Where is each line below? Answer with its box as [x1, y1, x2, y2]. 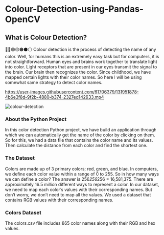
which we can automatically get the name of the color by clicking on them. [5, 132, 155, 138]
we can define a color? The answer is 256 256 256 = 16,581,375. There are [5, 176, 153, 182]
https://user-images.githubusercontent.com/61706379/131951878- [5, 89, 139, 95]
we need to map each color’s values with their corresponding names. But [5, 187, 153, 192]
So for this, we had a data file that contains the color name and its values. [5, 137, 153, 143]
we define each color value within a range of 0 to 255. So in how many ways [5, 171, 159, 177]
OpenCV [5, 14, 41, 25]
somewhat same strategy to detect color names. [5, 80, 103, 85]
